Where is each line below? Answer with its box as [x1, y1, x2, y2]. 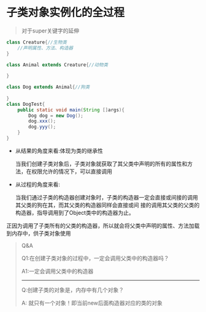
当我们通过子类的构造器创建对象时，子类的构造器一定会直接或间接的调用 [15, 193, 198, 201]
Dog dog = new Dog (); [28, 113, 84, 119]
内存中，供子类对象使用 [11, 229, 71, 237]
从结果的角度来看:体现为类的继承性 [15, 147, 103, 154]
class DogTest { [6, 101, 45, 107]
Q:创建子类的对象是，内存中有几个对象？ [21, 286, 124, 294]
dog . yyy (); [28, 124, 56, 130]
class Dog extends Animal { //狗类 [6, 84, 90, 91]
